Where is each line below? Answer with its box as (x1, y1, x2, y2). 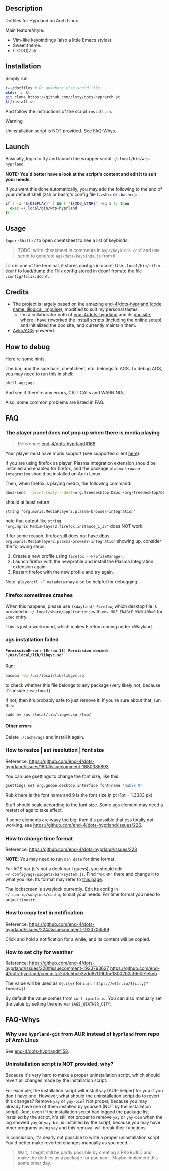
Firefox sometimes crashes (5, 592, 73, 599)
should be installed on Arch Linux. (31, 470, 102, 477)
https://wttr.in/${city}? (94, 981, 148, 986)
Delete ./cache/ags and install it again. (5, 734, 84, 740)
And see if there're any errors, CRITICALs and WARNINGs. (5, 389, 126, 395)
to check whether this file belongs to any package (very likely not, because (5, 682, 161, 688)
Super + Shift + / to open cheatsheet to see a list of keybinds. (5, 237, 129, 243)
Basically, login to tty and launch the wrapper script (5, 155, 112, 161)
